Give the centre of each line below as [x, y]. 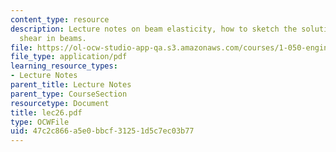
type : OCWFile [40, 122]
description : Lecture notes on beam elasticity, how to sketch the [154, 29]
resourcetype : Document [60, 103]
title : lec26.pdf [46, 112]
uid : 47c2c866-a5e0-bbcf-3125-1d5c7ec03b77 [102, 131]
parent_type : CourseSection [69, 94]
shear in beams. [53, 38]
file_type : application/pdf [69, 57]
